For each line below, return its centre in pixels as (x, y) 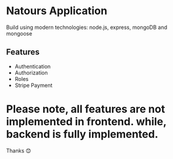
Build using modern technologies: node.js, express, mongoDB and (87, 27)
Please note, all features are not (86, 109)
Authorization (31, 73)
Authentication (33, 66)
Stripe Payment (33, 85)
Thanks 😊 (19, 150)
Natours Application (57, 11)
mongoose (19, 33)
